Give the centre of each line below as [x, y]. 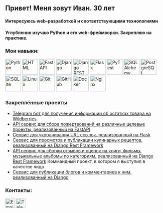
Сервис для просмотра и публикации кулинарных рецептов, [77, 140]
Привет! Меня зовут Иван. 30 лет [60, 8]
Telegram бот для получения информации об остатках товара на [82, 114]
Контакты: [19, 190]
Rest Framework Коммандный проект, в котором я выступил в [79, 161]
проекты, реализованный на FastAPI [51, 129]
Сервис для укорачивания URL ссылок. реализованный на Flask [81, 135]
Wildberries [24, 119]
